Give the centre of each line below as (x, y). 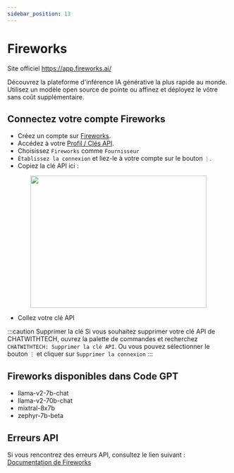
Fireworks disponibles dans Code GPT (93, 376)
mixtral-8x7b (36, 408)
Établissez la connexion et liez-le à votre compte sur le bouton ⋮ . (115, 159)
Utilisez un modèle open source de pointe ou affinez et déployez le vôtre (113, 90)
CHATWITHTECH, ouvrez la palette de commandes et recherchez (103, 339)
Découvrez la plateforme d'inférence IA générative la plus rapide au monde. (117, 82)
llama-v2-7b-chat (43, 393)
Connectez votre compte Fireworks (86, 119)
